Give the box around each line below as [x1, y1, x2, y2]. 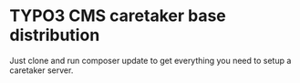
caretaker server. [9, 65, 74, 76]
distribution [9, 25, 100, 46]
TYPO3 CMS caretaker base [9, 5, 226, 26]
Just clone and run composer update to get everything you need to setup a [9, 55, 292, 66]
